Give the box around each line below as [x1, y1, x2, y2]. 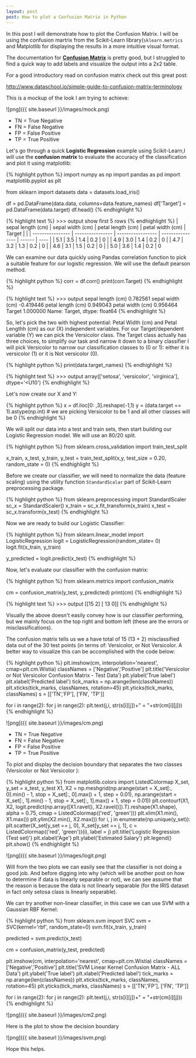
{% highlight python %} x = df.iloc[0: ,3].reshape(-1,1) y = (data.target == [6, 402, 181, 409]
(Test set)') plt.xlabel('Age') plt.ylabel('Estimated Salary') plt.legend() [6, 834, 172, 841]
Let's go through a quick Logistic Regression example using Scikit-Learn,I [6, 147, 185, 154]
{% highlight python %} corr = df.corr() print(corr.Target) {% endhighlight [6, 277, 183, 284]
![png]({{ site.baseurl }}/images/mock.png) [6, 106, 109, 113]
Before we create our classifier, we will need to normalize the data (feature [6, 472, 186, 479]
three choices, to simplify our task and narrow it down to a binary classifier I [6, 338, 189, 345]
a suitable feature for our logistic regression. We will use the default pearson [6, 260, 190, 267]
